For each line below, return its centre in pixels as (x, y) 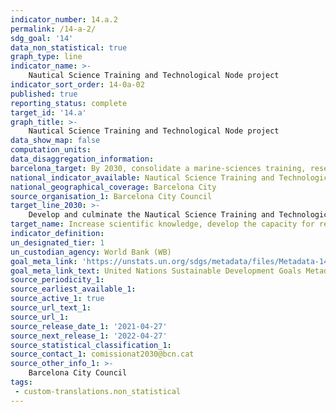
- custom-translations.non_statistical (98, 391)
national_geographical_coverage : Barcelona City (113, 187)
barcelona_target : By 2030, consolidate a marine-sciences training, (158, 168)
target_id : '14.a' (48, 112)
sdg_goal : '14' (42, 38)
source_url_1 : (40, 317)
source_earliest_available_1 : (73, 289)
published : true (44, 94)
